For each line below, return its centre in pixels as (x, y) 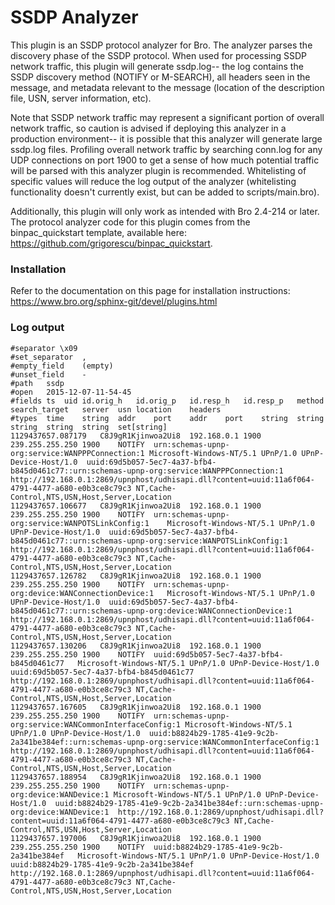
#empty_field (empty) (62, 366)
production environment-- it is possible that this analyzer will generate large (166, 138)
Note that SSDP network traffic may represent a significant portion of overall (167, 117)
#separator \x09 (44, 348)
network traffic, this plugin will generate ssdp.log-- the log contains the (157, 66)
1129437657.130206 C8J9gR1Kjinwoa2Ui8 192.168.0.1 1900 (136, 646)
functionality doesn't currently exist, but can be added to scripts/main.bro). (165, 192)
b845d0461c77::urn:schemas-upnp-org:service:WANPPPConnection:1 (147, 471)
